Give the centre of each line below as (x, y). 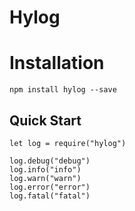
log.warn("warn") (45, 178)
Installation (57, 63)
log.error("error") (50, 187)
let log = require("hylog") (68, 143)
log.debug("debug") (50, 161)
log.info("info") (45, 169)
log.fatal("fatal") (50, 196)
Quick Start (45, 120)
